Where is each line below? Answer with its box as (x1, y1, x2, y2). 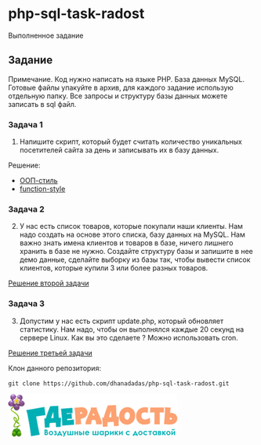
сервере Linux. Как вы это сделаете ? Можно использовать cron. (19, 333, 239, 342)
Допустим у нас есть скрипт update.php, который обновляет (19, 316, 224, 325)
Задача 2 (8, 204, 45, 215)
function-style (19, 184, 66, 193)
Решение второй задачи (8, 278, 89, 288)
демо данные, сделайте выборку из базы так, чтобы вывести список (19, 255, 251, 264)
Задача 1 (8, 119, 43, 130)
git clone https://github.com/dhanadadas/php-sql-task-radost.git (8, 379, 230, 388)
